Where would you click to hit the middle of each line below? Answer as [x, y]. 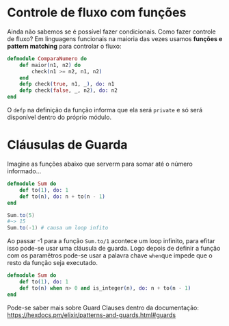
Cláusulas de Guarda [67, 145]
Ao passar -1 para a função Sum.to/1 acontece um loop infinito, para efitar [111, 241]
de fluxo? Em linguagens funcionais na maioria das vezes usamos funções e [115, 38]
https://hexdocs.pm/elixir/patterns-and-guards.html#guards [92, 315]
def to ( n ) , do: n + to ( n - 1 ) [63, 197]
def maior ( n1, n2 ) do [50, 65]
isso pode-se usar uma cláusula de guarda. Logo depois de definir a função [114, 249]
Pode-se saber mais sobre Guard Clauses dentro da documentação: [103, 308]
